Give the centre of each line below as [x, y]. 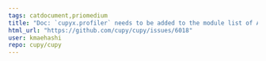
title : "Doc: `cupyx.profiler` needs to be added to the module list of [131, 23]
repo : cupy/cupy [35, 45]
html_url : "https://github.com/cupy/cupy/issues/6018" [101, 30]
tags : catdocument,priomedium [58, 15]
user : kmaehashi [35, 38]
